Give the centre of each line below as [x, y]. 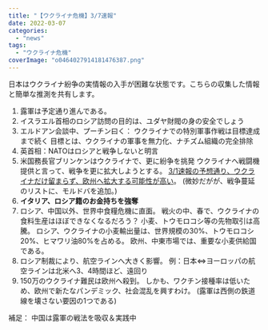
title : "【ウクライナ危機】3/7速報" [63, 16]
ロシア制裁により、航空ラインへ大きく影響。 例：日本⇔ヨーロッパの [134, 260]
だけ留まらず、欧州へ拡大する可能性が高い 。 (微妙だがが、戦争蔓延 [145, 181]
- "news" [30, 38]
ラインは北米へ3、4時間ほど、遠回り [87, 270]
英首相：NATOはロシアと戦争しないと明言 [89, 151]
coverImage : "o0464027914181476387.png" [77, 61]
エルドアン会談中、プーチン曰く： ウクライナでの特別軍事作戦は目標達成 [140, 131]
